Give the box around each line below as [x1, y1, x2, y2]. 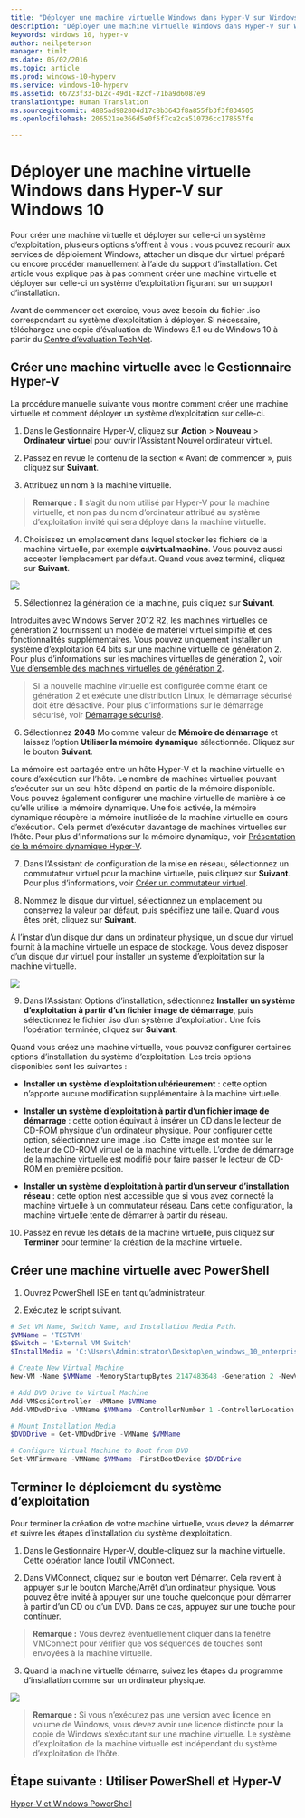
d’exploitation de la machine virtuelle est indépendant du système [32, 1737, 278, 1748]
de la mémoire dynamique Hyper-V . [10, 840, 143, 851]
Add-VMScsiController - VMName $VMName [10, 1396, 157, 1406]
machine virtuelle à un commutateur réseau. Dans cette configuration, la [23, 1200, 293, 1210]
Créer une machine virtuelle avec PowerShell [10, 1263, 270, 1278]
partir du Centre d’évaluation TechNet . [10, 334, 153, 345]
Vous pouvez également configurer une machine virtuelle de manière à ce [10, 792, 286, 803]
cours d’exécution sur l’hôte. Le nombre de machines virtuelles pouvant [10, 773, 277, 784]
